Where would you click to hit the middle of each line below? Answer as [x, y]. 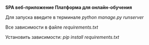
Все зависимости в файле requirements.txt [52, 27]
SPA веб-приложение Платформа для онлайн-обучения [69, 7]
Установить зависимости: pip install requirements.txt [62, 37]
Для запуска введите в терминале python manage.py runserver [74, 17]
